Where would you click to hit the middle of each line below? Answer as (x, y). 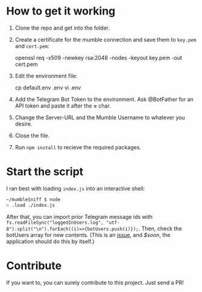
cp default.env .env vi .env (48, 87)
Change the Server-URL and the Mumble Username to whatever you (100, 117)
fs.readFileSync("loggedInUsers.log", (55, 222)
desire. (24, 124)
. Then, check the (160, 229)
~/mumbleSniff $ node (33, 200)
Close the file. (32, 135)
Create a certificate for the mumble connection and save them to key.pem (106, 39)
